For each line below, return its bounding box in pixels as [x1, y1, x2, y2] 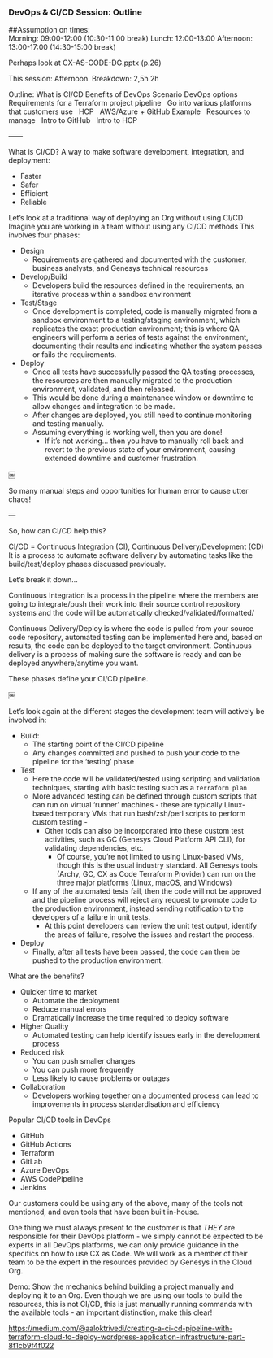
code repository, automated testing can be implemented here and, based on [8, 633, 263, 642]
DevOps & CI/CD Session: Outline [8, 7, 143, 18]
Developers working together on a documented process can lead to [32, 1090, 259, 1100]
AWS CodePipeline [19, 1174, 84, 1184]
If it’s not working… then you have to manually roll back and [44, 436, 244, 446]
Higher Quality [19, 1021, 69, 1031]
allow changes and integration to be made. [32, 402, 175, 411]
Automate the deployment [32, 995, 119, 1006]
